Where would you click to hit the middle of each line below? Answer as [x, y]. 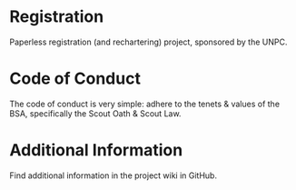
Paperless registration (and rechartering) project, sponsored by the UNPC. [148, 42]
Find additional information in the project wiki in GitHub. [113, 175]
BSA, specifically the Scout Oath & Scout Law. [95, 113]
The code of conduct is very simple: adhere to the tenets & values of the [144, 104]
